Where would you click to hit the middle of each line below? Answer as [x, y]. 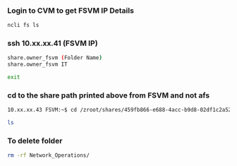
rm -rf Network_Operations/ [49, 155]
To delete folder [35, 141]
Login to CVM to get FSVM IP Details [71, 11]
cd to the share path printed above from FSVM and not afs [109, 95]
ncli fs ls [23, 25]
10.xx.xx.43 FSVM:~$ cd [42, 110]
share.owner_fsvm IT [38, 65]
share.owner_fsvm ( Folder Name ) [55, 58]
